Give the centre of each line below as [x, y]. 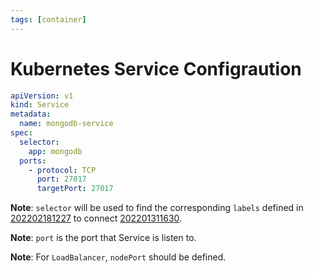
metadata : [31, 114]
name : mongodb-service [66, 124]
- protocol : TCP [62, 170]
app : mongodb [55, 151]
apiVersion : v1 [42, 96]
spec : [21, 133]
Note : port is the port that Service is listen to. [103, 238]
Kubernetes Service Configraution [156, 68]
